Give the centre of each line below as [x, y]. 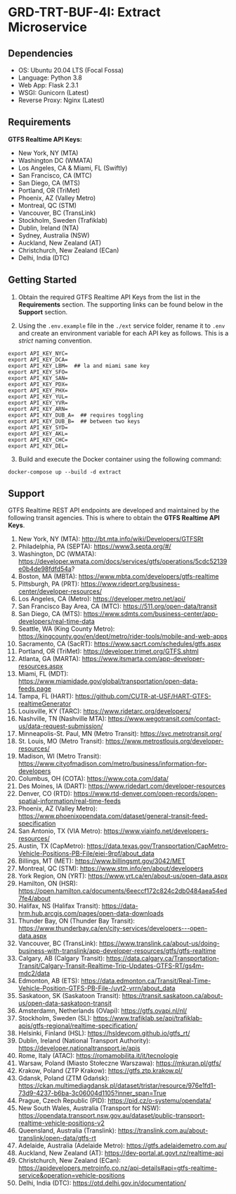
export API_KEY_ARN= [38, 409]
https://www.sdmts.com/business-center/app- [151, 614]
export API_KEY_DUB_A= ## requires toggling [76, 415]
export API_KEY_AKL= [38, 433]
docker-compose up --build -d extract [65, 472]
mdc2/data [34, 973]
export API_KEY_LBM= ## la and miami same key [79, 366]
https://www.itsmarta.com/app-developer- [143, 659]
